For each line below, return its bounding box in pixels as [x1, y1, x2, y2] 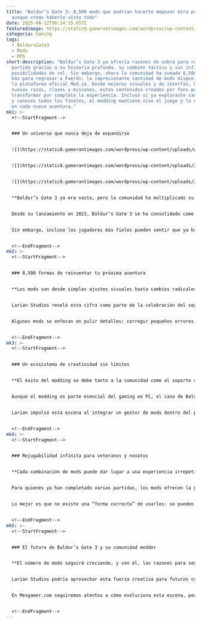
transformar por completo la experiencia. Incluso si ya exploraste [11, 92, 186, 98]
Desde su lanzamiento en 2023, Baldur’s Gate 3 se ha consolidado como [11, 211, 194, 217]
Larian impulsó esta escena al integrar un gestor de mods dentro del [11, 410, 191, 416]
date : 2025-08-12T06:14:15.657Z [6, 20, 87, 26]
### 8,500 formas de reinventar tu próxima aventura [11, 270, 146, 276]
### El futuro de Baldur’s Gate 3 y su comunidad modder [11, 544, 157, 550]
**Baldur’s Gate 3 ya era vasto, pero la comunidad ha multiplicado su [11, 195, 194, 201]
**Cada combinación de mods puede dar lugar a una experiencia [11, 469, 172, 475]
